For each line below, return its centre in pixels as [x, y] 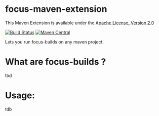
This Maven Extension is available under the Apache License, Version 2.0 [79, 23]
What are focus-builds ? [56, 62]
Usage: [20, 96]
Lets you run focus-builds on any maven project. [55, 42]
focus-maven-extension [56, 9]
